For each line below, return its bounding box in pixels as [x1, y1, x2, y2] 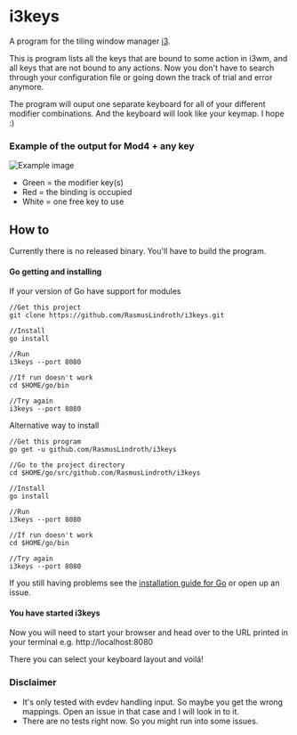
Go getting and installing [9, 265, 102, 277]
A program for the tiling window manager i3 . [9, 36, 171, 46]
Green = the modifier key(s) [21, 177, 124, 188]
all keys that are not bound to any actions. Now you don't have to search [9, 62, 275, 73]
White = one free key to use [21, 196, 124, 207]
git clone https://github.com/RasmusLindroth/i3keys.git [9, 311, 225, 320]
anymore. [9, 81, 44, 92]
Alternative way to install [9, 421, 100, 431]
